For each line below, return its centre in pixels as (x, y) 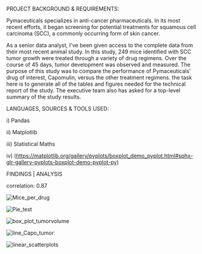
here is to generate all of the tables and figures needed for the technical (96, 84)
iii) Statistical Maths (31, 144)
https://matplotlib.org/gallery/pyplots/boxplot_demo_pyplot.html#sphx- (104, 156)
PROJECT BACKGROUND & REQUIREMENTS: (63, 9)
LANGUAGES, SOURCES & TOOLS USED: (58, 108)
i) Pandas (18, 120)
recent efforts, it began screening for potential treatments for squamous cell (101, 27)
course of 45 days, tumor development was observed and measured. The (99, 64)
